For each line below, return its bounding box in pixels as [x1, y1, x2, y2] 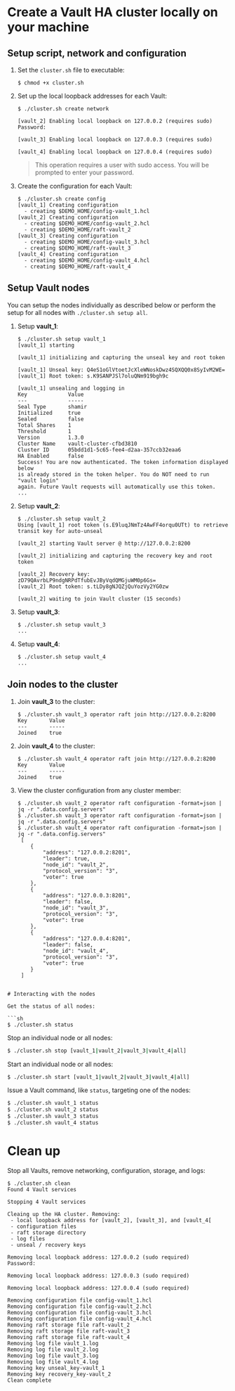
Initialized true [17, 409, 81, 416]
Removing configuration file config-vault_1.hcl [7, 1297, 152, 1304]
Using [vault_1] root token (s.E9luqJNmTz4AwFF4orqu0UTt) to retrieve [17, 521, 229, 528]
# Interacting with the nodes [7, 990, 96, 997]
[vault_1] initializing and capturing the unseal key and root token [17, 354, 226, 361]
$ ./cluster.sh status [7, 1021, 74, 1028]
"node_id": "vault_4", [43, 947, 109, 954]
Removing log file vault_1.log [7, 1340, 99, 1347]
